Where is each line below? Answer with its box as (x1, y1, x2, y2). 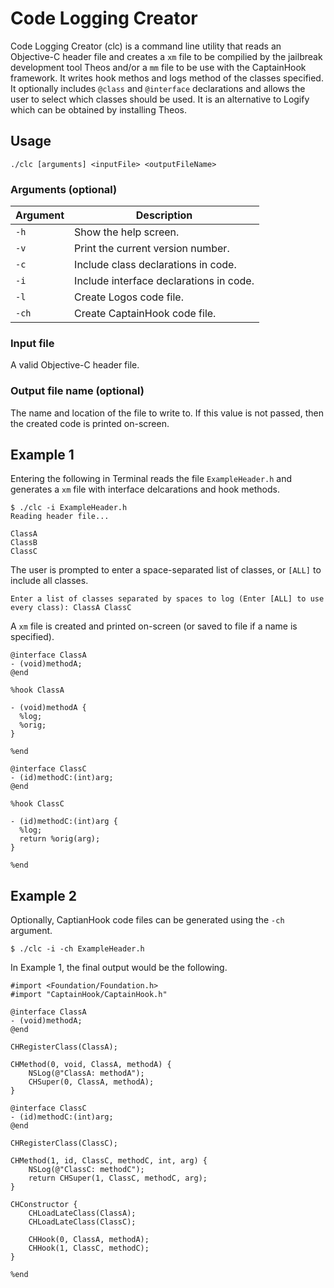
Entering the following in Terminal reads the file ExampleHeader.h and (10, 473, 293, 485)
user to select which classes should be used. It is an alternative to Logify (10, 93, 310, 105)
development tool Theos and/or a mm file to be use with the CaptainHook (10, 61, 307, 73)
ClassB (10, 538, 38, 548)
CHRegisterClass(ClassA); (10, 1042, 118, 1052)
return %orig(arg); (19, 834, 101, 844)
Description (135, 208, 193, 222)
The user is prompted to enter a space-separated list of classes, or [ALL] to (10, 564, 322, 576)
